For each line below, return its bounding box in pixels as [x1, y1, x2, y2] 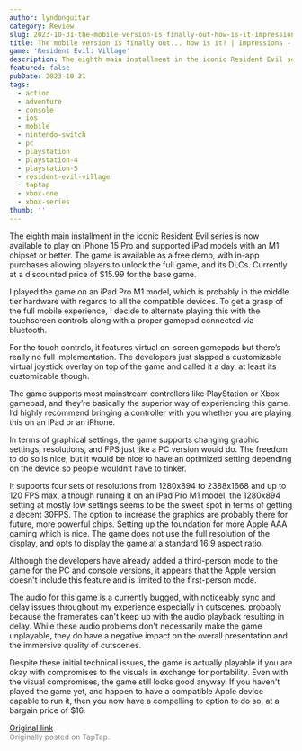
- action [17, 88, 50, 97]
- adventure [17, 96, 63, 106]
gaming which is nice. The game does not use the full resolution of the [9, 528, 271, 538]
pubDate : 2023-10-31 [9, 72, 87, 81]
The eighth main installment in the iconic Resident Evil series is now [9, 231, 260, 241]
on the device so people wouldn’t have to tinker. [9, 463, 187, 474]
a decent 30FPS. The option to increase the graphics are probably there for [9, 509, 289, 520]
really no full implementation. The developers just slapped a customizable [9, 351, 282, 362]
